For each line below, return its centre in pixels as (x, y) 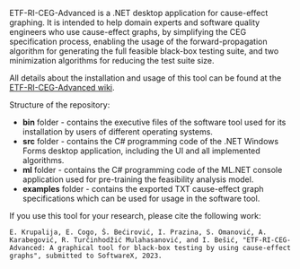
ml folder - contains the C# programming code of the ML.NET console (152, 170)
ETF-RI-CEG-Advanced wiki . (62, 87)
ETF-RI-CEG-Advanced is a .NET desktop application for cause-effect (139, 13)
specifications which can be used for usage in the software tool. (141, 198)
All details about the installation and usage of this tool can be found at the (146, 78)
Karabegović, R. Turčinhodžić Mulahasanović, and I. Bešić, (124, 240)
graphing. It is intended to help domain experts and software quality (135, 22)
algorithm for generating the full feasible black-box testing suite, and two (144, 51)
